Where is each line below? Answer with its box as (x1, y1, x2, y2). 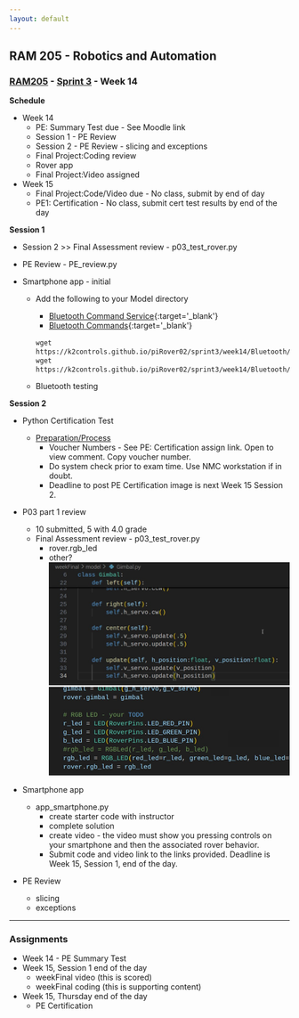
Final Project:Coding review (35, 151, 137, 161)
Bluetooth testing (35, 381, 99, 392)
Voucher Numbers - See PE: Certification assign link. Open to (48, 442, 274, 453)
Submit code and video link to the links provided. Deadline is (48, 849, 271, 859)
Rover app (35, 160, 74, 171)
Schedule (9, 95, 46, 106)
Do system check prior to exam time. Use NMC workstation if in (48, 461, 282, 472)
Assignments (9, 932, 69, 945)
